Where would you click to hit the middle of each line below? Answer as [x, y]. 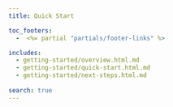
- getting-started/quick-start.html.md [83, 68]
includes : [25, 53]
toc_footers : [30, 30]
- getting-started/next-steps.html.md [82, 75]
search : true [30, 90]
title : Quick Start [41, 16]
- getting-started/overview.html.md [78, 60]
